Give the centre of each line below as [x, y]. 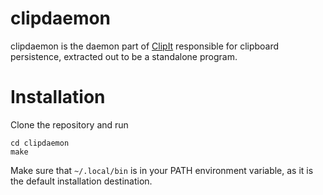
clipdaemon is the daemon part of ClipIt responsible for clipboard [145, 46]
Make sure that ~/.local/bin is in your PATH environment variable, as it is [162, 170]
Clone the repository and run [69, 124]
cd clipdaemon [40, 143]
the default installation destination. [81, 181]
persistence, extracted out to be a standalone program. [124, 56]
